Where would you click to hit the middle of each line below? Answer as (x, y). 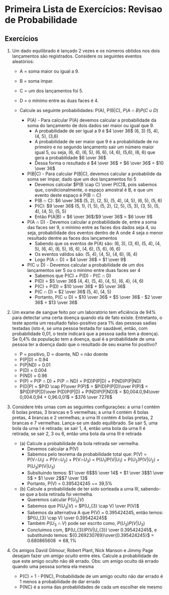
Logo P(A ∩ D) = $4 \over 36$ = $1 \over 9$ (80, 259)
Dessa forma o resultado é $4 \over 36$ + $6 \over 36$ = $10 (99, 163)
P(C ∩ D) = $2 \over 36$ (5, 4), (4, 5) (73, 292)
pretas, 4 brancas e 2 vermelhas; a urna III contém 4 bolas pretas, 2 (82, 418)
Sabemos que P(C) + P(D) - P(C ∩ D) (73, 276)
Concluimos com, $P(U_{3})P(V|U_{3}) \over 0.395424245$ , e (92, 530)
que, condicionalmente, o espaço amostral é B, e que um (94, 190)
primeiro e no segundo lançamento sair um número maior (94, 147)
